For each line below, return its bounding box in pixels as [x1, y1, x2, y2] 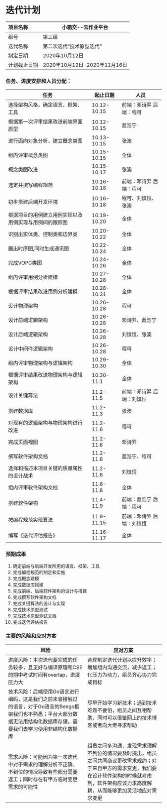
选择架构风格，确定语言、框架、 [8, 102, 83, 109]
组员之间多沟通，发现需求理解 [87, 742, 157, 749]
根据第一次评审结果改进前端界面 [8, 118, 83, 125]
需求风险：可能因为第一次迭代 [8, 753, 78, 760]
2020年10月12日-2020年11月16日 [43, 61, 128, 68]
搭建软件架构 [8, 500, 39, 507]
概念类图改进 [8, 166, 39, 173]
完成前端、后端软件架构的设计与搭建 [12, 588, 87, 594]
